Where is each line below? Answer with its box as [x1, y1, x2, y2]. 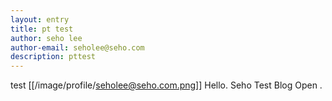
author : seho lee [10, 33, 83, 43]
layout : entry [10, 14, 70, 25]
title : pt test [10, 24, 74, 34]
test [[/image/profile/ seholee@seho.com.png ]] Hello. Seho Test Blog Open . [10, 79, 323, 91]
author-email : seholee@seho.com [10, 42, 145, 53]
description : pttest [10, 52, 97, 62]
